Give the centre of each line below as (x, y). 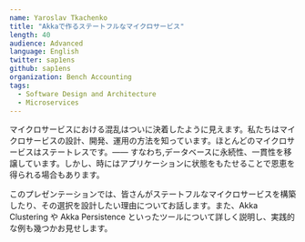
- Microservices (48, 102)
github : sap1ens (40, 69)
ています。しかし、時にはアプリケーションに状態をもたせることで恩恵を (160, 164)
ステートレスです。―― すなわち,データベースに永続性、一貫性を (162, 152)
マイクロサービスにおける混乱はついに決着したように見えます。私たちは (145, 129)
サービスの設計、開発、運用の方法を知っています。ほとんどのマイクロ (156, 141)
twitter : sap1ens (42, 60)
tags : (20, 86)
